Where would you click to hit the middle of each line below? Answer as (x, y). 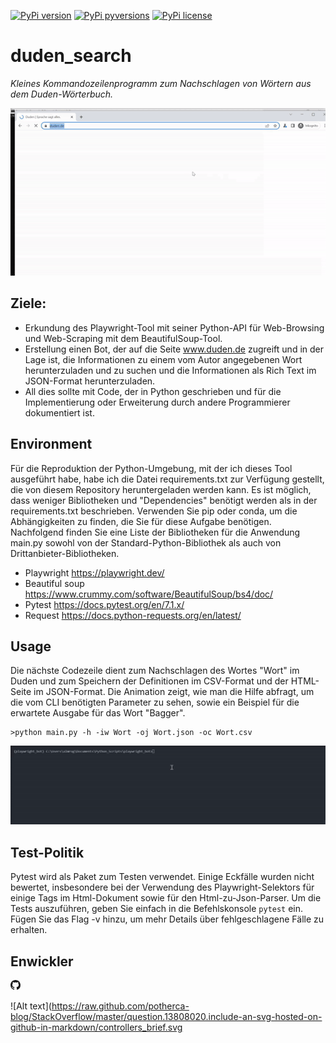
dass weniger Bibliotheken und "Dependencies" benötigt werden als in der (164, 500)
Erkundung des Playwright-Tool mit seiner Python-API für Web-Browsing (174, 327)
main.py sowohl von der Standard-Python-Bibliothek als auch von (146, 542)
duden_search (71, 56)
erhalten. (29, 930)
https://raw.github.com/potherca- (120, 1006)
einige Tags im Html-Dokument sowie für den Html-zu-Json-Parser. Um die (166, 898)
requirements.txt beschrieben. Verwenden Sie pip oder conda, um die (154, 511)
